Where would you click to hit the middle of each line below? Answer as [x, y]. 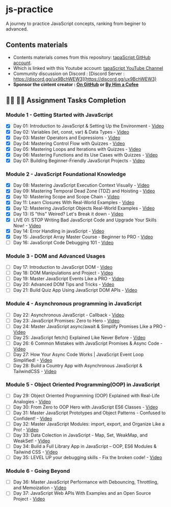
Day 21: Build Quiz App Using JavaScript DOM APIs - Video [75, 290]
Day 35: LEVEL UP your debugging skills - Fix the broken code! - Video [88, 457]
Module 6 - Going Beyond [38, 471]
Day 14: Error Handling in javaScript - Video [59, 231]
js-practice [30, 9]
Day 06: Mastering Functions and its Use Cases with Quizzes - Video [85, 155]
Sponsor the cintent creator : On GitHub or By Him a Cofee [76, 84]
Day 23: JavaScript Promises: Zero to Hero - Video [66, 320]
